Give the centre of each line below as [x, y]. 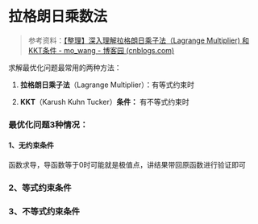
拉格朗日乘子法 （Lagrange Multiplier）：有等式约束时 [107, 85]
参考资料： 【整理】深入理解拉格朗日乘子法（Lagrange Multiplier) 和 [139, 40]
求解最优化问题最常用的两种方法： [65, 67]
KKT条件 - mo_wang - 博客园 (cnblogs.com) [101, 50]
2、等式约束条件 [40, 188]
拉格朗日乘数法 [58, 17]
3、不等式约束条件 [44, 211]
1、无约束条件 [31, 145]
